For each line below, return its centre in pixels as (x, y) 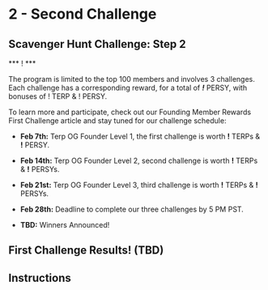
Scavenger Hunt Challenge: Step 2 (97, 44)
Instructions (40, 277)
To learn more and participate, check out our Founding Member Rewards (130, 112)
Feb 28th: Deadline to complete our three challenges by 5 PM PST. (132, 209)
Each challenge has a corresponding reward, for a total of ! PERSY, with (128, 87)
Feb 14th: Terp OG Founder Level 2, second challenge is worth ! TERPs (139, 160)
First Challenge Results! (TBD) (86, 251)
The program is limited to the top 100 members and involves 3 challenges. (132, 79)
